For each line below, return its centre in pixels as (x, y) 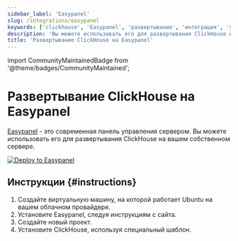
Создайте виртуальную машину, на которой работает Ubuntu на (115, 199)
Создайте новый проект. (55, 222)
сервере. (21, 147)
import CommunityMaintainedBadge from (68, 60)
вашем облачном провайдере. (64, 207)
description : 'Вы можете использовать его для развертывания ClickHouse (117, 34)
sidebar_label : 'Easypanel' (49, 14)
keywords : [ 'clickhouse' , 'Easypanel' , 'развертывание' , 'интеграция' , (115, 27)
